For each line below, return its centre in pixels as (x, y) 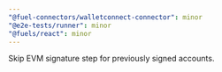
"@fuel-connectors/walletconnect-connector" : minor (105, 17)
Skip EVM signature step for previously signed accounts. (111, 59)
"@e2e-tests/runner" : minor (60, 25)
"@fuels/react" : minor (50, 33)
